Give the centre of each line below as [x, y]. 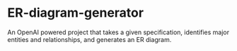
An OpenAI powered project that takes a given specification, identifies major [118, 32]
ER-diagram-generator [75, 13]
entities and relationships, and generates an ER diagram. [89, 39]
